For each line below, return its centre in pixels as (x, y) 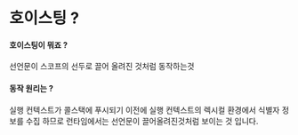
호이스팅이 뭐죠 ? (39, 44)
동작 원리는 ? (31, 88)
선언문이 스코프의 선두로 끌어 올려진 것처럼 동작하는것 (102, 67)
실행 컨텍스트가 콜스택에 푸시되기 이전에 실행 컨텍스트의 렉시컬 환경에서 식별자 (145, 110)
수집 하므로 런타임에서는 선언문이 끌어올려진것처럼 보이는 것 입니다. (142, 121)
